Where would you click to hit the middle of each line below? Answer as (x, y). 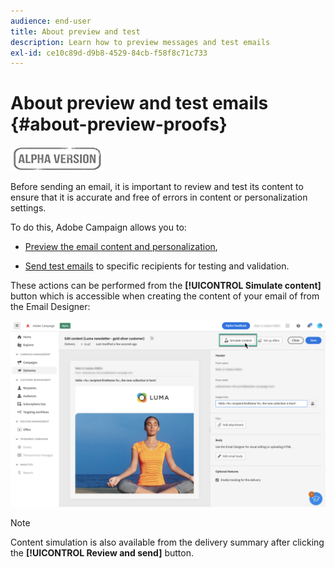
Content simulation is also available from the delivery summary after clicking (167, 542)
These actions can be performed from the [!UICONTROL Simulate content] (166, 286)
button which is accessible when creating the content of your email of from (165, 296)
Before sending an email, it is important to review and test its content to (157, 187)
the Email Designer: (50, 307)
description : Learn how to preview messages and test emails (140, 42)
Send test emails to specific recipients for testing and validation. (157, 266)
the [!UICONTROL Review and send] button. (102, 553)
